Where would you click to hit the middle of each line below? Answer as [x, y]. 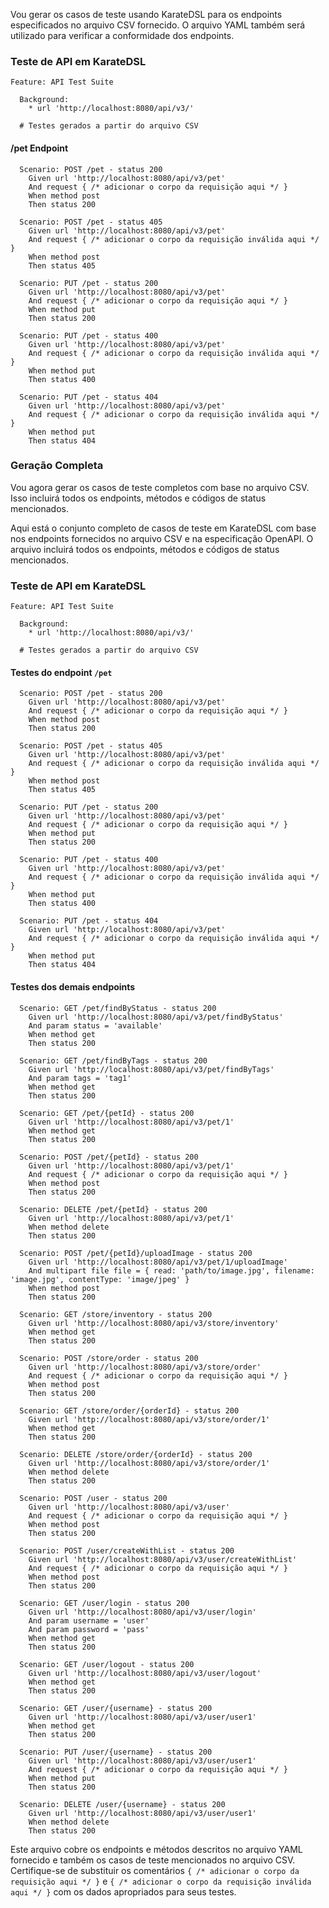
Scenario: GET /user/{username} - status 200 [116, 1708]
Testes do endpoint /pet [61, 672]
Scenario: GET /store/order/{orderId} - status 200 [129, 1410]
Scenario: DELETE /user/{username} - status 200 [122, 1804]
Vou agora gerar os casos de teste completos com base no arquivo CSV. [160, 487]
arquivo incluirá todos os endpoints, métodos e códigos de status [145, 549]
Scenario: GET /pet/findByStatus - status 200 [118, 1008]
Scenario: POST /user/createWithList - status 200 [127, 1550]
